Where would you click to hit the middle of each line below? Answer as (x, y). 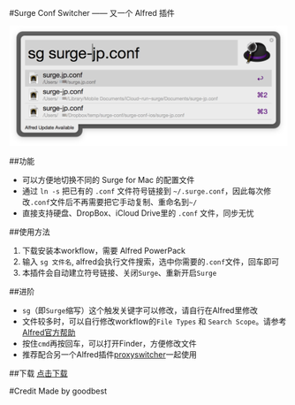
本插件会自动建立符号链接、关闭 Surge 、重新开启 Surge (119, 273)
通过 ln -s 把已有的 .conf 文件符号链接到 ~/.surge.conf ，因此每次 (143, 191)
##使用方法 (30, 232)
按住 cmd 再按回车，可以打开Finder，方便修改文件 (109, 344)
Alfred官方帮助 (49, 332)
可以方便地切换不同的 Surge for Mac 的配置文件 (108, 180)
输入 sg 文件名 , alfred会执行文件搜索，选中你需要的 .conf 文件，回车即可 (151, 262)
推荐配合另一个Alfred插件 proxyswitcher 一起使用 (109, 355)
